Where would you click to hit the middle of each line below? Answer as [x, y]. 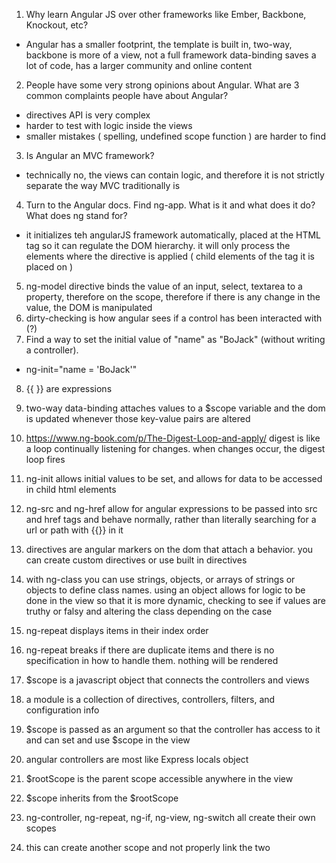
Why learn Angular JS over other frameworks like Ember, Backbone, [166, 14]
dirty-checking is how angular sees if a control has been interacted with [174, 318]
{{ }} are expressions [69, 388]
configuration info [62, 710]
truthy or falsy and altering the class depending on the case [149, 611]
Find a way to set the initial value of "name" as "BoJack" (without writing [175, 339]
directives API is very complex [88, 115]
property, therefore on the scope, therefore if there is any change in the [173, 297]
